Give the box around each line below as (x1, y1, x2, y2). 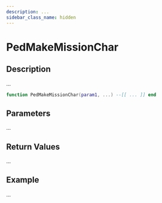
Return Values (6, 142, 60, 152)
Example (6, 175, 39, 185)
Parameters (6, 108, 51, 118)
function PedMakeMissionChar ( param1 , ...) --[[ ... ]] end (6, 91, 157, 98)
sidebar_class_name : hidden (6, 14, 77, 20)
